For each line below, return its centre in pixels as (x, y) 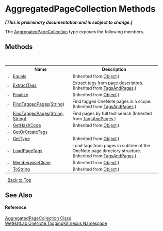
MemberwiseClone (32, 162)
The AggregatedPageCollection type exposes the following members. (75, 31)
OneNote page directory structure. (107, 151)
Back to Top (19, 180)
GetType (21, 139)
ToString (21, 169)
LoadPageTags (28, 151)
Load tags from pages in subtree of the (111, 145)
